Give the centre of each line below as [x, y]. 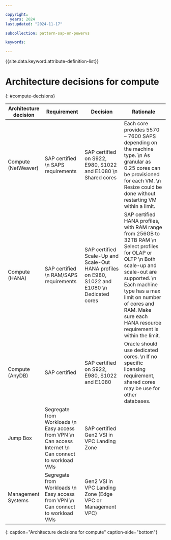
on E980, [96, 275]
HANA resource [143, 323]
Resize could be [143, 187]
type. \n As [137, 155]
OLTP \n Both [140, 259]
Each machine [141, 285]
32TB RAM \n [140, 240]
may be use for [142, 389]
